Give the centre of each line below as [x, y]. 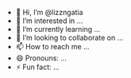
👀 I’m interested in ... [49, 21]
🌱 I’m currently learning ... [58, 29]
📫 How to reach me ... [52, 47]
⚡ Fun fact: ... [37, 67]
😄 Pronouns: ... [41, 58]
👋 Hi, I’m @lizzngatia [49, 12]
